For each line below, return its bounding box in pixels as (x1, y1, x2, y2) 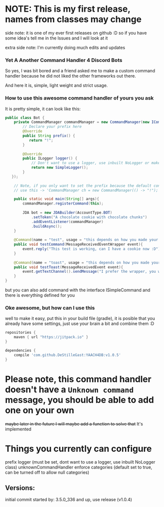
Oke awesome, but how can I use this (5, 304, 95, 311)
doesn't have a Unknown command (5, 384, 134, 395)
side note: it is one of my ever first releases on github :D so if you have (5, 30, 147, 36)
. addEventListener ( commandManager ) (31, 219, 104, 224)
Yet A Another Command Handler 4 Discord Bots (5, 57, 123, 63)
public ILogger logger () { (22, 156, 78, 161)
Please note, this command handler (5, 373, 152, 385)
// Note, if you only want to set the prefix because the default (14, 183, 152, 188)
